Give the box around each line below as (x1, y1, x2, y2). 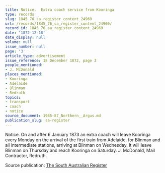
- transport (5, 100, 30, 105)
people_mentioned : (5, 62, 43, 67)
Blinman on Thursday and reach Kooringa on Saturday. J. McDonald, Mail (5, 147, 155, 153)
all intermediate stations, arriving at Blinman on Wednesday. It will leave (5, 142, 152, 148)
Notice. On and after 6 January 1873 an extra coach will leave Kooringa (5, 131, 151, 137)
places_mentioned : (5, 72, 43, 77)
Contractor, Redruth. (5, 152, 47, 159)
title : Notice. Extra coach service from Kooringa (5, 7, 114, 12)
